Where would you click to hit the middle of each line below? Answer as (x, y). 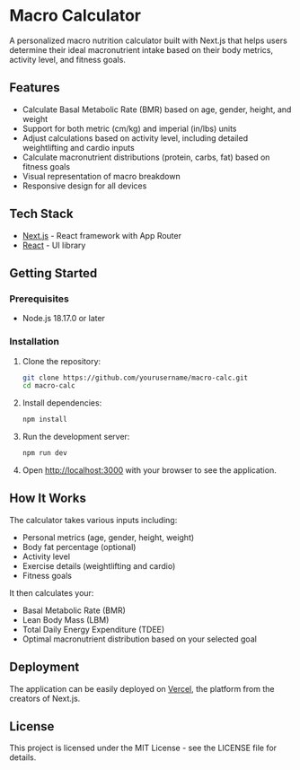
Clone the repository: (62, 361)
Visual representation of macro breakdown (101, 176)
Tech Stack (41, 214)
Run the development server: (76, 437)
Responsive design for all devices (84, 186)
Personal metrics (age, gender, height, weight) (108, 537)
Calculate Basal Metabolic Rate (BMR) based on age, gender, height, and (157, 109)
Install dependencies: (62, 403)
